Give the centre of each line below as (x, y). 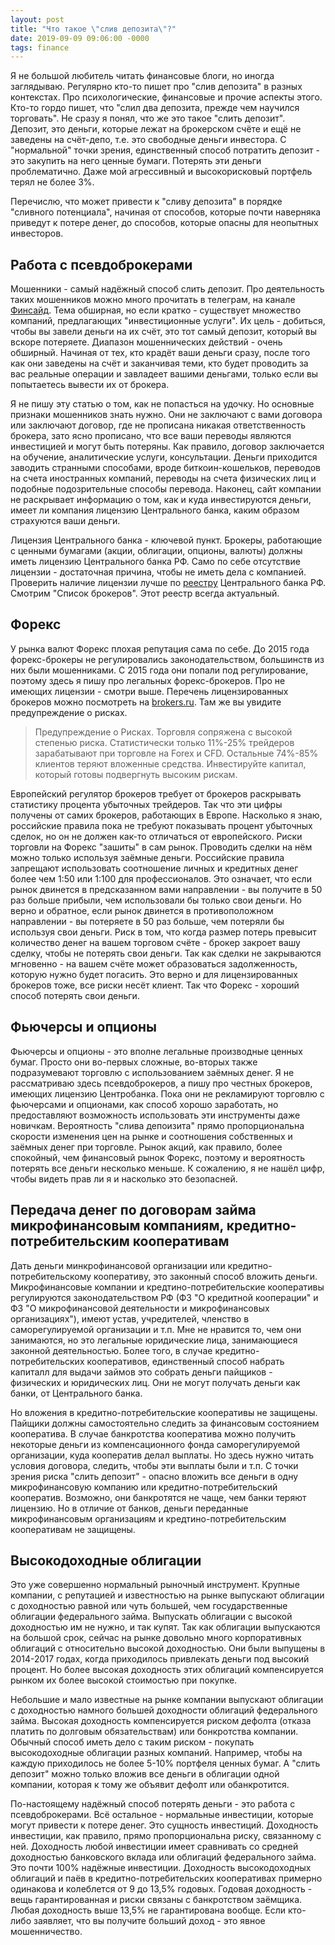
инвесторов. (37, 233)
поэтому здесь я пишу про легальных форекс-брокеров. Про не (148, 680)
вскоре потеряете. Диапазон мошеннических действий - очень (146, 342)
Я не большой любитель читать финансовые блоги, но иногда (142, 76)
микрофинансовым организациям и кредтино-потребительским (148, 1518)
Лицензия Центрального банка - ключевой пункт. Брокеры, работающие (166, 540)
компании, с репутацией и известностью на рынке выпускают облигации (167, 1595)
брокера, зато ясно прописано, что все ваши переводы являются (151, 436)
